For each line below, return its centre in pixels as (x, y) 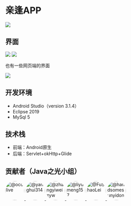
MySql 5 (21, 117)
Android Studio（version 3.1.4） (46, 106)
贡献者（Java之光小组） (43, 171)
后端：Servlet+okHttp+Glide (42, 154)
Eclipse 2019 (26, 111)
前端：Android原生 (32, 148)
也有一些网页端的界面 (27, 65)
